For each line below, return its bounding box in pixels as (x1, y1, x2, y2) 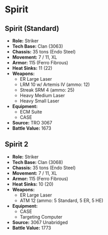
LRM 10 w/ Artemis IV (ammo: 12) (19, 81, 90, 87)
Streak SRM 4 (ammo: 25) (19, 87, 75, 93)
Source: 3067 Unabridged (12, 219, 68, 225)
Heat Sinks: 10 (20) (12, 181, 54, 187)
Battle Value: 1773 (12, 225, 52, 231)
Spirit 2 (5, 140, 29, 149)
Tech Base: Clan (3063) (12, 43, 63, 49)
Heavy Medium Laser (19, 93, 65, 98)
